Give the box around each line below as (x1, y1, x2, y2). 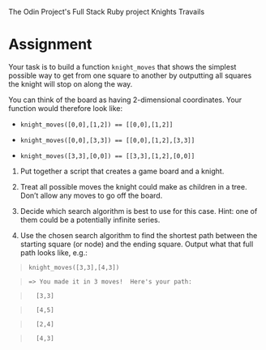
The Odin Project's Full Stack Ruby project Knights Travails (8, 7, 205, 16)
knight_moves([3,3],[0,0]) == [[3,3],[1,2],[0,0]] (19, 152, 195, 160)
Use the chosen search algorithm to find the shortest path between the (19, 230, 258, 240)
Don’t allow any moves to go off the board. (19, 190, 163, 200)
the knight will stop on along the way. (8, 79, 133, 88)
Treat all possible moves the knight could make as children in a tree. (19, 181, 247, 191)
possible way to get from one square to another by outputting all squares (8, 70, 252, 80)
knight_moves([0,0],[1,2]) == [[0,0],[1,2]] (19, 121, 174, 129)
